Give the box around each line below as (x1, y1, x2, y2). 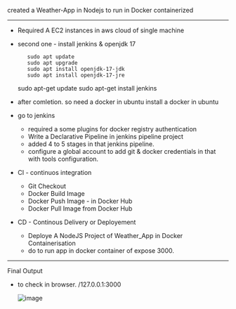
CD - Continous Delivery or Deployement (17, 218, 136, 226)
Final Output (7, 267, 44, 275)
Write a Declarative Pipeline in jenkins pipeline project (27, 133, 184, 140)
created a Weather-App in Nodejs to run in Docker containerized (7, 6, 194, 14)
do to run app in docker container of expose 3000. (27, 246, 174, 255)
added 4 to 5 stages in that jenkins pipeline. (27, 140, 155, 148)
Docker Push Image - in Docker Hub (27, 197, 133, 205)
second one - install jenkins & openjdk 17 (17, 40, 136, 48)
